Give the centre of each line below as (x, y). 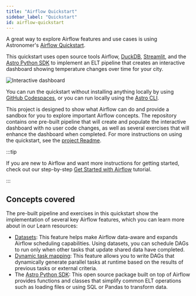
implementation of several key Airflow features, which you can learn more (95, 220)
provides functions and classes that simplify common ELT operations (98, 281)
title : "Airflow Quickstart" (42, 11)
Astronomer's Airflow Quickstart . (46, 45)
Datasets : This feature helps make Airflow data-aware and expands (96, 237)
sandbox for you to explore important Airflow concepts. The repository (92, 115)
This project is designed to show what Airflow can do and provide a (87, 110)
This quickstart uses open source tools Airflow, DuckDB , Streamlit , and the (96, 57)
